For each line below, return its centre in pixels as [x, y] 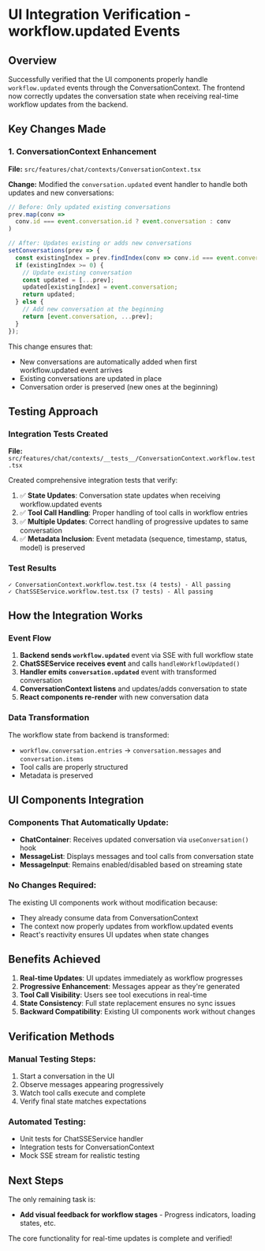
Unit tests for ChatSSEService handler [81, 1139]
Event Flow [30, 638]
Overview [33, 60]
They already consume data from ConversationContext [109, 917]
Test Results [32, 568]
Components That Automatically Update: [89, 822]
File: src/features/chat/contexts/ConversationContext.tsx [105, 169]
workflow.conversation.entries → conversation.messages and [120, 750]
